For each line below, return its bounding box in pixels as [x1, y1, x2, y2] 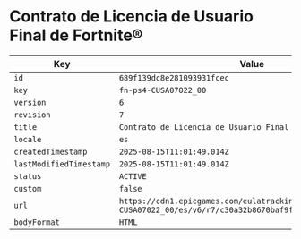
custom [13, 184, 42, 193]
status [13, 171, 42, 181]
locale [13, 134, 42, 144]
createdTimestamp [13, 146, 88, 157]
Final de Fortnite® [9, 25, 143, 46]
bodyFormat [13, 217, 60, 227]
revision [13, 109, 51, 120]
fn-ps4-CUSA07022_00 [118, 85, 207, 95]
